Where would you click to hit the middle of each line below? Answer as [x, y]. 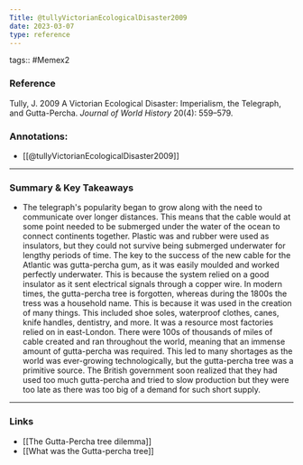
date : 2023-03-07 [42, 26]
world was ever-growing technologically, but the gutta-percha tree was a [158, 361]
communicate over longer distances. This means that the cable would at [156, 217]
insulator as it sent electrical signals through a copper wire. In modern [152, 284]
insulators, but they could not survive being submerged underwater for [154, 246]
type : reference [40, 34]
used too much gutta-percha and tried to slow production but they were [156, 380]
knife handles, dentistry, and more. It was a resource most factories [147, 322]
